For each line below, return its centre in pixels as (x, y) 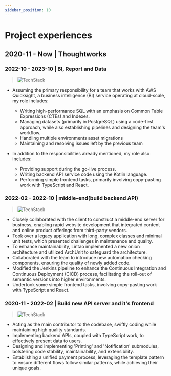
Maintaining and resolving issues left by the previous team (81, 143)
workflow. (30, 132)
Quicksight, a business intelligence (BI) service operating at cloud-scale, (89, 95)
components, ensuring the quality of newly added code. (71, 263)
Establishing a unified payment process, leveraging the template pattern (88, 357)
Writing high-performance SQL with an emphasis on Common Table (91, 111)
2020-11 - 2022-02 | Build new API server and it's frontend (79, 303)
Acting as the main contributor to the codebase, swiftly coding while (84, 325)
